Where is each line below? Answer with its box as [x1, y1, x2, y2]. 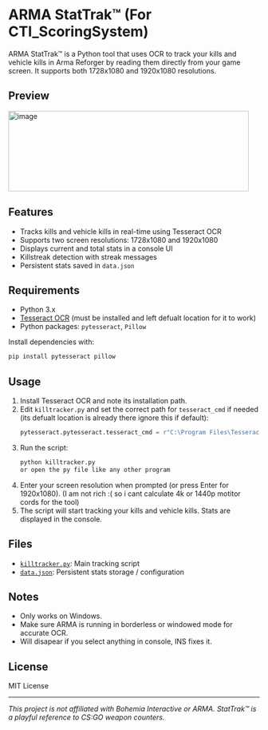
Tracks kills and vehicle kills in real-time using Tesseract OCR [19, 226, 222, 236]
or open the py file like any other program [19, 466, 171, 474]
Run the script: [19, 442, 69, 452]
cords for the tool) [19, 497, 80, 506]
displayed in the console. [19, 514, 102, 524]
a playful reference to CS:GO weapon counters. [8, 712, 165, 722]
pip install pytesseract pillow [8, 353, 116, 361]
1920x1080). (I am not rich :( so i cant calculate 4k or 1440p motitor [19, 489, 241, 498]
